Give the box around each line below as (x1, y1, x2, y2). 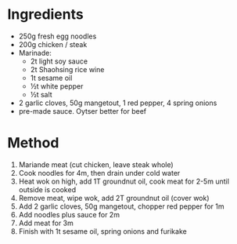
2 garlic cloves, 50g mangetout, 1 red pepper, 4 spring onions (18, 98, 217, 107)
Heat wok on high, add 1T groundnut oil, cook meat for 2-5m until (18, 177, 230, 186)
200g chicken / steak (18, 39, 88, 49)
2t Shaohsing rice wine (30, 64, 105, 74)
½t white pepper (30, 81, 84, 91)
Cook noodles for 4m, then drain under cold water (18, 168, 181, 177)
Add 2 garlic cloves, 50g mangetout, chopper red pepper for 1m (18, 202, 224, 211)
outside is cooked (18, 184, 76, 194)
